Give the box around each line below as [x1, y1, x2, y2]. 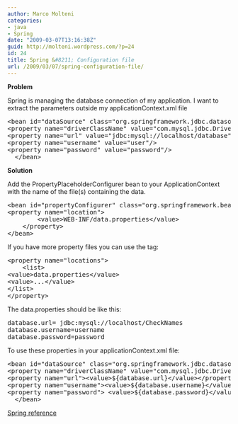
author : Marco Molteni [7, 10, 74, 18]
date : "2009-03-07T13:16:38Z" [7, 37, 97, 44]
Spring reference [7, 408, 57, 417]
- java [7, 23, 27, 30]
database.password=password [7, 333, 105, 340]
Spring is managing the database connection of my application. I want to [7, 96, 219, 105]
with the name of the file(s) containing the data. [7, 187, 147, 195]
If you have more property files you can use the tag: [7, 242, 159, 251]
